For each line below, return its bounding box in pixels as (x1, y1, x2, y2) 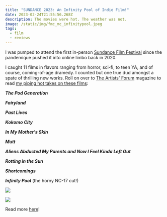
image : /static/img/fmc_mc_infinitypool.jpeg (5, 21, 102, 27)
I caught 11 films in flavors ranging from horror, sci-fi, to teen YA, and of (5, 64, 153, 70)
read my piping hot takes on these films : (5, 80, 89, 86)
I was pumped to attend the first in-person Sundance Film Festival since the (5, 49, 162, 55)
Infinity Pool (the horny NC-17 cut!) (5, 177, 79, 183)
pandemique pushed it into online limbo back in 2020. (5, 54, 117, 60)
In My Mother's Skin (5, 129, 48, 135)
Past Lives (5, 109, 28, 116)
